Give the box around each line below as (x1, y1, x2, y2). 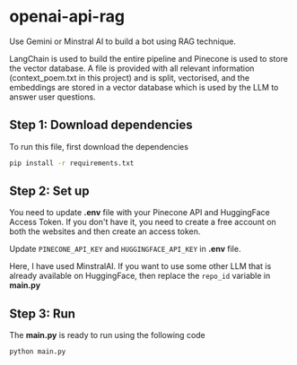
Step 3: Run (9, 306, 76, 321)
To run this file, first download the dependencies (9, 141, 188, 152)
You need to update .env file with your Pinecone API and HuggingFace (9, 207, 271, 218)
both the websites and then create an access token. (9, 226, 201, 237)
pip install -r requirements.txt (9, 159, 135, 168)
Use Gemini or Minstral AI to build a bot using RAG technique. (9, 36, 236, 47)
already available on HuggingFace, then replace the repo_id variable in (9, 271, 271, 282)
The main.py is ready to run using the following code (9, 330, 206, 341)
